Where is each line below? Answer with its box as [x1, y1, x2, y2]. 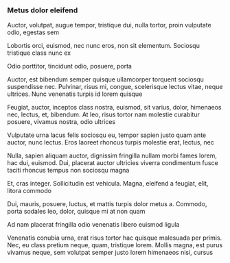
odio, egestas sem [7, 28, 60, 36]
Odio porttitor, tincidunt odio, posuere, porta [7, 62, 133, 71]
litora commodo [7, 187, 51, 195]
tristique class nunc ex [7, 49, 71, 57]
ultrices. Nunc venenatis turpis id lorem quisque [7, 90, 143, 98]
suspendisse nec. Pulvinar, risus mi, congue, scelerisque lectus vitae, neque [7, 83, 223, 91]
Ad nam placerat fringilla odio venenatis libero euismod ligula [7, 221, 180, 229]
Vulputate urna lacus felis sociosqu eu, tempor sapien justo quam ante [7, 131, 207, 139]
